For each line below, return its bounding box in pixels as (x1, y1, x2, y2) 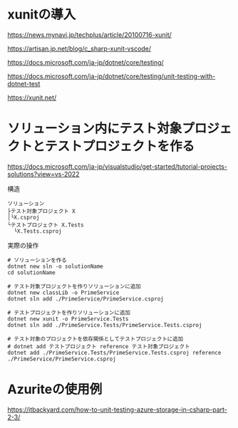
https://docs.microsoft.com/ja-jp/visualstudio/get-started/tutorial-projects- (7, 162, 228, 171)
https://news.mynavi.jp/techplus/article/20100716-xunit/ (7, 30, 172, 39)
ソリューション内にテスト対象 (7, 120, 182, 137)
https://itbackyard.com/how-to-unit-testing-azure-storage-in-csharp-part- (7, 405, 228, 414)
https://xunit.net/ (7, 93, 57, 102)
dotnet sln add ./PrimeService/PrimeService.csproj (7, 295, 164, 303)
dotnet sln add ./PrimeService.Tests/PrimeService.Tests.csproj (7, 321, 202, 328)
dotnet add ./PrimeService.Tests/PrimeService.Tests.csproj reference (7, 349, 222, 356)
